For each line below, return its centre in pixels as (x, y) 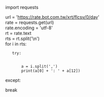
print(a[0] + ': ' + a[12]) (51, 71)
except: (13, 80)
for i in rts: (16, 44)
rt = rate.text (18, 33)
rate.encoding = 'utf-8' (29, 28)
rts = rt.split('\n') (22, 38)
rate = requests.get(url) (30, 22)
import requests (22, 7)
